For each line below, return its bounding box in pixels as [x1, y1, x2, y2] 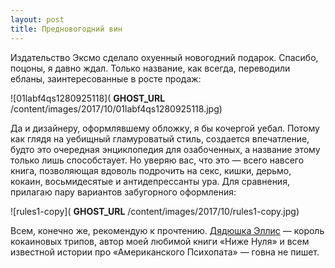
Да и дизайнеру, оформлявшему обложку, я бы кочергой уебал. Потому [10, 122, 320, 134]
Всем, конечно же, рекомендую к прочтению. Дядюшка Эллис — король [10, 224, 325, 236]
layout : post [10, 14, 65, 25]
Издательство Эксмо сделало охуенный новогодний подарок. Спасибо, [10, 51, 319, 63]
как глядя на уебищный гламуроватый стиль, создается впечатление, [10, 132, 310, 145]
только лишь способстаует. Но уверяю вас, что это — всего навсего [10, 154, 305, 166]
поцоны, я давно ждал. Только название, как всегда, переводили [10, 62, 291, 74]
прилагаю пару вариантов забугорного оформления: [10, 186, 237, 198]
